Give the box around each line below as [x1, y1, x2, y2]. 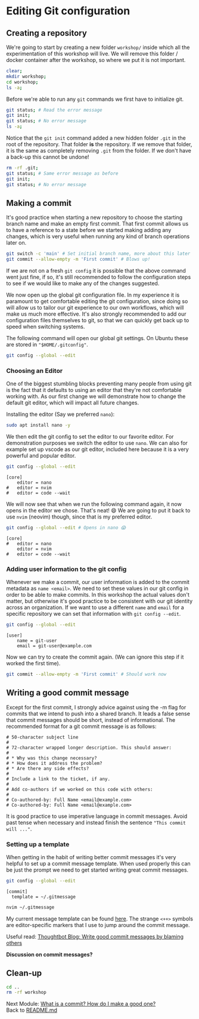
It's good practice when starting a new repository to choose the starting [6, 214, 183, 221]
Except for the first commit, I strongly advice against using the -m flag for [6, 703, 186, 711]
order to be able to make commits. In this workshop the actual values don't [6, 591, 189, 598]
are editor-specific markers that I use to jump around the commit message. [6, 921, 190, 928]
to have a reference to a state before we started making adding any [6, 227, 172, 234]
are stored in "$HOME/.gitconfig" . [6, 341, 88, 348]
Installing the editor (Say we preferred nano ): [6, 410, 115, 418]
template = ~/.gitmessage [11, 894, 76, 900]
